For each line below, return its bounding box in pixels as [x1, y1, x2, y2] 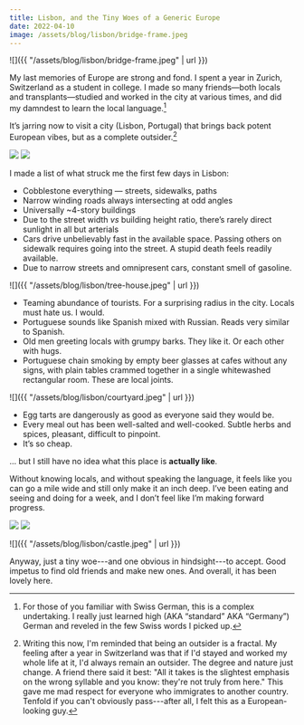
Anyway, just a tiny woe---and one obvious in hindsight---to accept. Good [9, 556, 287, 567]
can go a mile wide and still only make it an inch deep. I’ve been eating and [9, 482, 290, 493]
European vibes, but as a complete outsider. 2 [9, 130, 178, 142]
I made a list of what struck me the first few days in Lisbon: [9, 167, 229, 178]
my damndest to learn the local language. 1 [9, 101, 167, 114]
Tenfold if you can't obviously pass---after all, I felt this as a [22, 695, 246, 706]
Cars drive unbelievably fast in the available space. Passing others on [22, 233, 282, 244]
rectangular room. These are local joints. [22, 374, 174, 385]
